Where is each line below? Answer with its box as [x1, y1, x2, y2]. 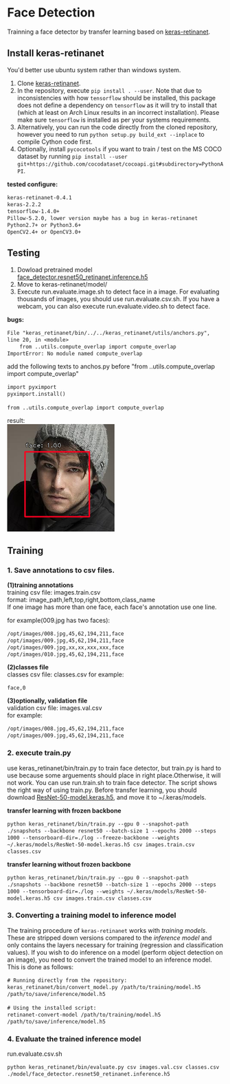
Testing [7, 247, 41, 259]
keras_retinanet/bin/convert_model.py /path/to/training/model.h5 [7, 984, 201, 991]
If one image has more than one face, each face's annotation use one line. [7, 603, 218, 611]
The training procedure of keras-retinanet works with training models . [7, 926, 207, 934]
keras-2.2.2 [7, 201, 41, 208]
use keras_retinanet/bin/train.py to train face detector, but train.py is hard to [7, 764, 222, 772]
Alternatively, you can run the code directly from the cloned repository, [16, 122, 218, 131]
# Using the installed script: [7, 1004, 97, 1011]
